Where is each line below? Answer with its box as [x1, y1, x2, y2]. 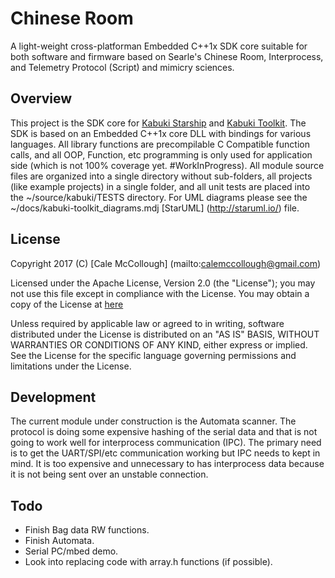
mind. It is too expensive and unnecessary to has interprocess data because [10, 458, 325, 470]
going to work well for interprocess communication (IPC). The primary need [10, 437, 322, 449]
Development [10, 388, 97, 406]
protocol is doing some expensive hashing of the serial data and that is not [10, 426, 318, 438]
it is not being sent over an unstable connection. [10, 468, 209, 481]
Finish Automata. [24, 535, 95, 547]
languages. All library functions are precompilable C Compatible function [10, 138, 310, 150]
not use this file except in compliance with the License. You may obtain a [10, 287, 310, 299]
